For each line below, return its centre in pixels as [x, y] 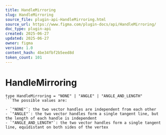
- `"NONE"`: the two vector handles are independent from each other [81, 110]
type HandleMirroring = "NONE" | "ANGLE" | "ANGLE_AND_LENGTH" [74, 96]
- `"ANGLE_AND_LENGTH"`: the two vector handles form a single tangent [83, 123]
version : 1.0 [19, 48]
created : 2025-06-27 [27, 34]
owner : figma [19, 43]
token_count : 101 [24, 57]
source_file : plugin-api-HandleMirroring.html [56, 19]
